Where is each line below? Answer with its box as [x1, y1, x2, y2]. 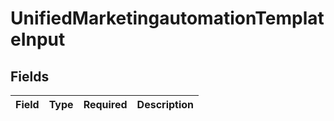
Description [136, 98, 195, 111]
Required [83, 98, 128, 111]
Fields [10, 68, 50, 85]
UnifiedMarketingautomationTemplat [10, 7, 325, 30]
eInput [10, 28, 66, 51]
